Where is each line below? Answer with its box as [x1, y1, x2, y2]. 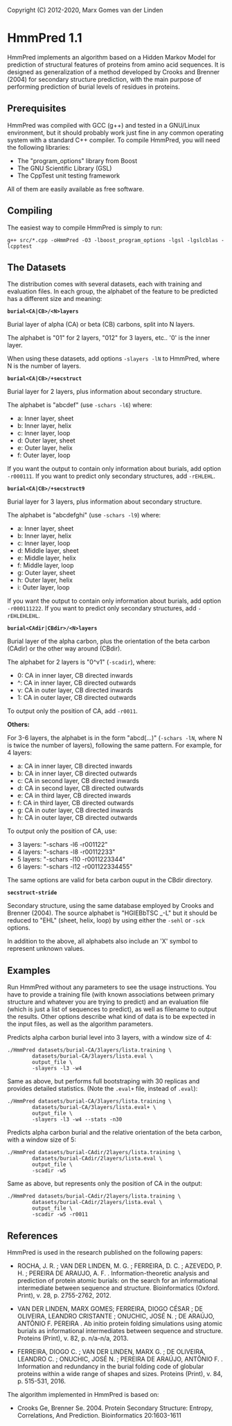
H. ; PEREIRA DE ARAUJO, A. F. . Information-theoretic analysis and [17, 1269, 210, 1277]
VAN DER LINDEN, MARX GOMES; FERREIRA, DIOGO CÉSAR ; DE [17, 1305, 203, 1313]
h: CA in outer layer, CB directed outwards [17, 814, 138, 822]
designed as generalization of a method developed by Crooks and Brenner [7, 67, 220, 76]
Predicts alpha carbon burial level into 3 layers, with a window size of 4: [7, 1033, 212, 1042]
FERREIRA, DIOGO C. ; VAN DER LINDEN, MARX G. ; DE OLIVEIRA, [17, 1348, 206, 1355]
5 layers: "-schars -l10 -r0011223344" [17, 855, 126, 864]
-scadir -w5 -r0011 [32, 1211, 89, 1218]
